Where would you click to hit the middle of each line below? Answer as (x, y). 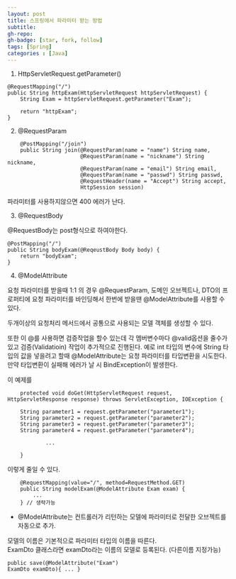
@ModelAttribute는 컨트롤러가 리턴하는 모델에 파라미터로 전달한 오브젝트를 (122, 517)
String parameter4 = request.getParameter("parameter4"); (107, 430)
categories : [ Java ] (38, 54)
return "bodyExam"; (49, 256)
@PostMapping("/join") (54, 144)
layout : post (27, 14)
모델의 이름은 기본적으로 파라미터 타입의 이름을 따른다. (82, 541)
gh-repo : (20, 34)
